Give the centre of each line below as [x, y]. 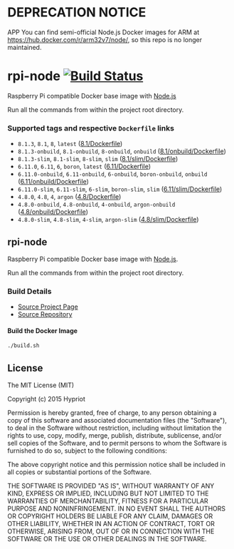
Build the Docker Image [43, 330]
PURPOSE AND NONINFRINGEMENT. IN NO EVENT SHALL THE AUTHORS [117, 509]
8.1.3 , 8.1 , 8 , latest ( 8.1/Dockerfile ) [70, 144]
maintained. [25, 47]
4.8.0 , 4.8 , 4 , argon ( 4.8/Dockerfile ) [69, 197]
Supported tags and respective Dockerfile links [91, 128]
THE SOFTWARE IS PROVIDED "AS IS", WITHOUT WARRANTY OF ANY [111, 486]
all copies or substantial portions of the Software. [79, 472]
